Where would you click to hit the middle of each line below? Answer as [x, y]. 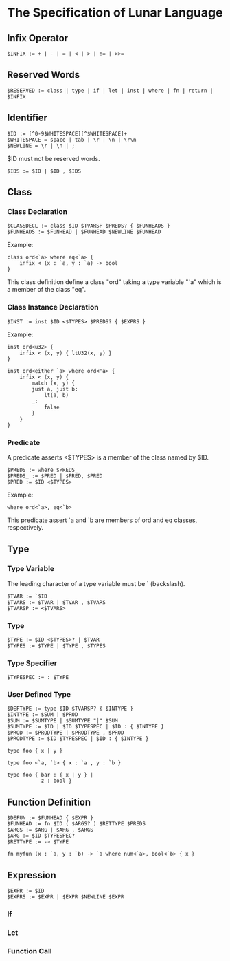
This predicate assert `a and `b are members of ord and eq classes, [102, 520]
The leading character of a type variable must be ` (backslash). [96, 583]
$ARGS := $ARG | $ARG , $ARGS [50, 830]
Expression [32, 875]
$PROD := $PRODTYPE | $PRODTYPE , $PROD [66, 733]
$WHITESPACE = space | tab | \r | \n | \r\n [72, 140]
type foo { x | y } [35, 751]
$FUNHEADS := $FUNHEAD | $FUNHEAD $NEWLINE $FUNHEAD [84, 232]
